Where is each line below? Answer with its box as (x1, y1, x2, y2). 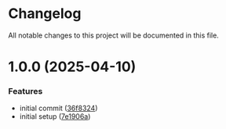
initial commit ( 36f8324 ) (19, 103, 98, 113)
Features (8, 86, 43, 97)
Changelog (8, 5, 82, 23)
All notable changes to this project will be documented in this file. (8, 30, 220, 40)
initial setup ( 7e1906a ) (19, 112, 91, 121)
